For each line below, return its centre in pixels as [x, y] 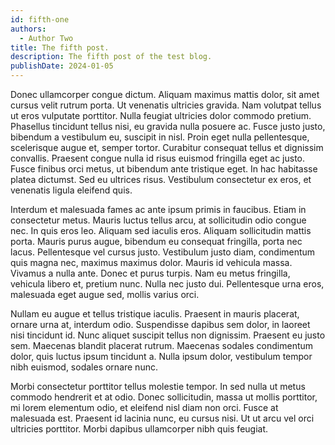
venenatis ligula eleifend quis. [71, 190]
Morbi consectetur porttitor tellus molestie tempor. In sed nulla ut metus [158, 386]
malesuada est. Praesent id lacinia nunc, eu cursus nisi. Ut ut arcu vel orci [162, 418]
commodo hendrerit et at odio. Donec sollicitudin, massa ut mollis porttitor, [164, 397]
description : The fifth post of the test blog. [111, 57]
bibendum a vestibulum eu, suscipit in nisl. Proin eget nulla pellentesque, [160, 137]
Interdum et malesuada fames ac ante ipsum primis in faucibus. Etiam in [158, 209]
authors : [28, 29]
